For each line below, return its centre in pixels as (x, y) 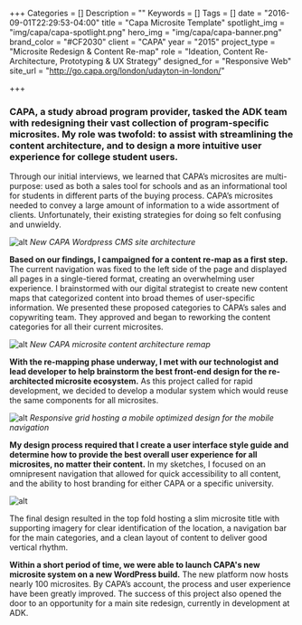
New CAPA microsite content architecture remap (120, 345)
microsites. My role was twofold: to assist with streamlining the (151, 134)
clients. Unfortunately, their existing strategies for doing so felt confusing (146, 215)
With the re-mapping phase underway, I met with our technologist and (144, 362)
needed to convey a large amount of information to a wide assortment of (145, 205)
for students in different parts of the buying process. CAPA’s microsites (142, 196)
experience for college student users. (94, 156)
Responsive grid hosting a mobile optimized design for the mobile (151, 418)
